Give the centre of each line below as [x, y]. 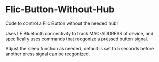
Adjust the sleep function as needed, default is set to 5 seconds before [80, 48]
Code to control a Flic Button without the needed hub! [62, 23]
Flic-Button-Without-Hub [60, 9]
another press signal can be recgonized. [48, 54]
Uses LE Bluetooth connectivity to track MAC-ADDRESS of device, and [79, 33]
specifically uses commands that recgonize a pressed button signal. [77, 39]
